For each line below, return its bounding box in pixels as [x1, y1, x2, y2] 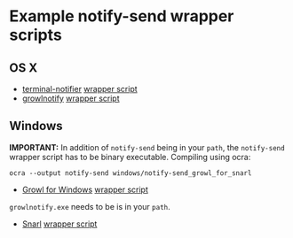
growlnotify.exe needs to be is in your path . [9, 201, 170, 211]
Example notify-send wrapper [9, 6, 234, 27]
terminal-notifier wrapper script [21, 84, 138, 94]
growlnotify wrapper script [21, 93, 120, 104]
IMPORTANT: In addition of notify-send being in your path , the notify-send [9, 142, 286, 152]
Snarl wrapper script [21, 219, 98, 229]
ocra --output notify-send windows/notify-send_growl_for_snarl [9, 168, 252, 178]
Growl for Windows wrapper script [21, 184, 148, 195]
